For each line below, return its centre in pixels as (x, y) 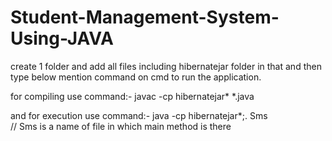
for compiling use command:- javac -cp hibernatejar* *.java (132, 96)
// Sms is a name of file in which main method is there (121, 126)
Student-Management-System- (145, 17)
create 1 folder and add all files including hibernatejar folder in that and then (166, 66)
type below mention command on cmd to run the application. (136, 77)
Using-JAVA (62, 38)
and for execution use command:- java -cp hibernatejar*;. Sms (139, 115)
